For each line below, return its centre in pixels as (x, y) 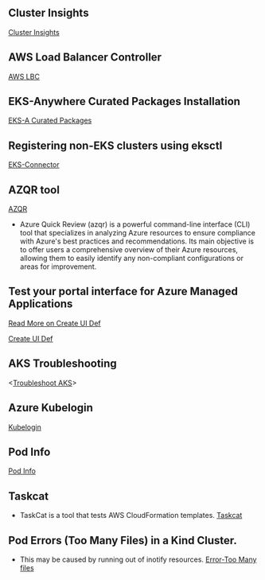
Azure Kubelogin (51, 408)
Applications (41, 304)
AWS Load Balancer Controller (85, 58)
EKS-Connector (34, 165)
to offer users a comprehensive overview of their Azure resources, (129, 250)
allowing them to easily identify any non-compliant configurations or (132, 259)
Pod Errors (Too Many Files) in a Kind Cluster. (123, 540)
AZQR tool (34, 190)
